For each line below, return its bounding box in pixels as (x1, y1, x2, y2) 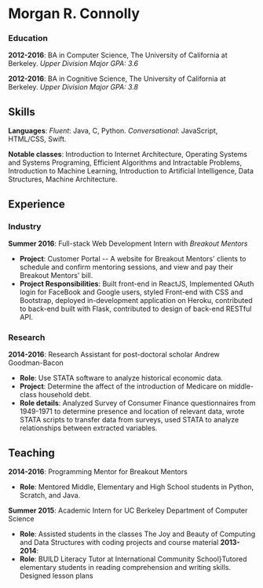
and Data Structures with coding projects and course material (19, 538, 219, 547)
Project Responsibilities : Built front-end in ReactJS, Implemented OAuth (19, 279, 254, 288)
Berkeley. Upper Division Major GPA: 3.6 (8, 59, 139, 68)
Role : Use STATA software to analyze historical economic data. (19, 374, 224, 383)
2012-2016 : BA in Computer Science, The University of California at (8, 50, 228, 60)
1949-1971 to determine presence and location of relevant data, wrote (19, 407, 245, 416)
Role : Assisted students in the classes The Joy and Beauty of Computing (19, 529, 256, 539)
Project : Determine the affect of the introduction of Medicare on (19, 382, 228, 391)
